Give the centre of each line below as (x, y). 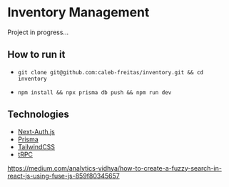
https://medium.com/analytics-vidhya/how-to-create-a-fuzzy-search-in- (115, 168)
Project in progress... (38, 32)
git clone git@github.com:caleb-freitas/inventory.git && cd (111, 72)
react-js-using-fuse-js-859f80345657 (63, 176)
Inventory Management (78, 12)
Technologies (39, 115)
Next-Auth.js (36, 131)
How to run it (36, 55)
